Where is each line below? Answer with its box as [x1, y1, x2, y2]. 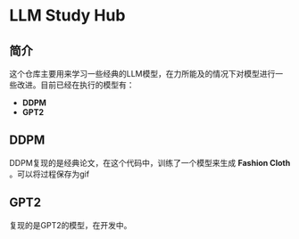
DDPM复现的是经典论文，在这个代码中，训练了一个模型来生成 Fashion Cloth [9, 157, 291, 168]
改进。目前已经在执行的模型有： [16, 79, 135, 90]
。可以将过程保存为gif [9, 169, 90, 179]
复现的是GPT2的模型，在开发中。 [9, 219, 132, 230]
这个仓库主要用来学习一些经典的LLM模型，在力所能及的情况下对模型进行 [9, 69, 276, 78]
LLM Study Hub [9, 5, 126, 26]
